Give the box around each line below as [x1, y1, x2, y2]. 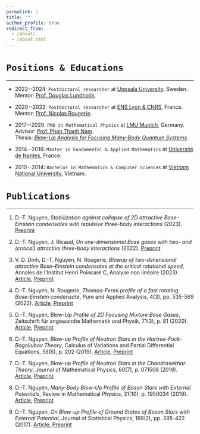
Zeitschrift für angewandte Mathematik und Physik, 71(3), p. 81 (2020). [14, 317, 189, 325]
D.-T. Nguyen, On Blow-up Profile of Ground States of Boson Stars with [14, 408, 190, 415]
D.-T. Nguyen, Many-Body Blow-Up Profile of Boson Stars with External [14, 384, 191, 391]
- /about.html [11, 36, 46, 42]
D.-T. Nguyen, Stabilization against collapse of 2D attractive [14, 213, 163, 221]
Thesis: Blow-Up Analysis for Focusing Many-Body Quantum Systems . [14, 134, 189, 141]
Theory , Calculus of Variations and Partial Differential [43, 341, 174, 349]
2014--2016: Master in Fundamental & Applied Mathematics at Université [14, 145, 193, 152]
